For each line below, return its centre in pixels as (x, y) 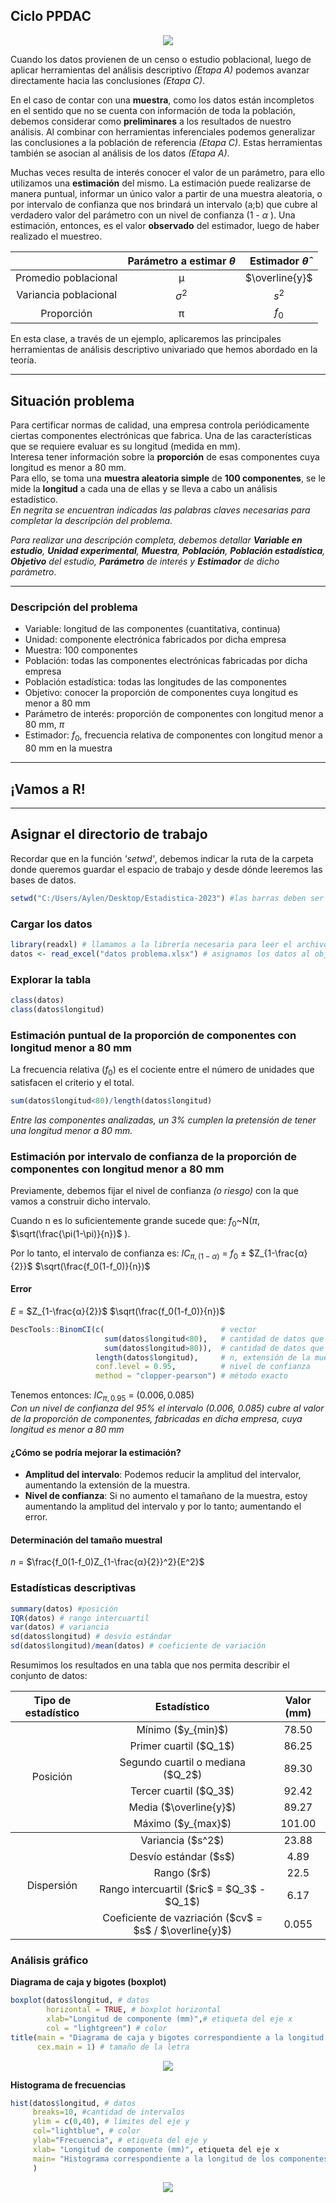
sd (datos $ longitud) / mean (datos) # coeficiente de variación (138, 1646)
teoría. (23, 360)
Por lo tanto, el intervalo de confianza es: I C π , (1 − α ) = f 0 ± (128, 1254)
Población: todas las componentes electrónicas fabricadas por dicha (166, 661)
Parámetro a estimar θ (181, 261)
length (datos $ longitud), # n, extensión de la (203, 1357)
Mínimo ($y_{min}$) (182, 1730)
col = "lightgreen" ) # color (107, 2028)
